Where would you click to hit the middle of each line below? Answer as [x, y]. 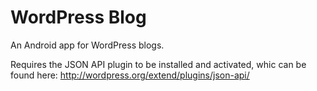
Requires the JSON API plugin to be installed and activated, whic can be [158, 64]
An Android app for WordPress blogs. [87, 45]
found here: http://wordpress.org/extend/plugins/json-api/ [130, 75]
